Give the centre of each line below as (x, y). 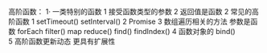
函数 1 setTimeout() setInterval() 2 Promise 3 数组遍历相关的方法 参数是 (133, 21)
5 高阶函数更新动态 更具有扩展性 (62, 41)
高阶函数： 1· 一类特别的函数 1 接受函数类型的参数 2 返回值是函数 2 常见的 (130, 11)
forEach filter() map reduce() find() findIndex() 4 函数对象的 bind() (126, 31)
